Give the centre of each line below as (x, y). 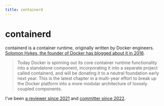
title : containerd (24, 10)
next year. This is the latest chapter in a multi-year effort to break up (87, 78)
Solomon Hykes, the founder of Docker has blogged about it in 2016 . (75, 53)
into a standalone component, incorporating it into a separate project (87, 68)
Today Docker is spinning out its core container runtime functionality (87, 63)
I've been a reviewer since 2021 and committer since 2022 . (65, 98)
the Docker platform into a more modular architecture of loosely (82, 83)
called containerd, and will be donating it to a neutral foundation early (88, 73)
